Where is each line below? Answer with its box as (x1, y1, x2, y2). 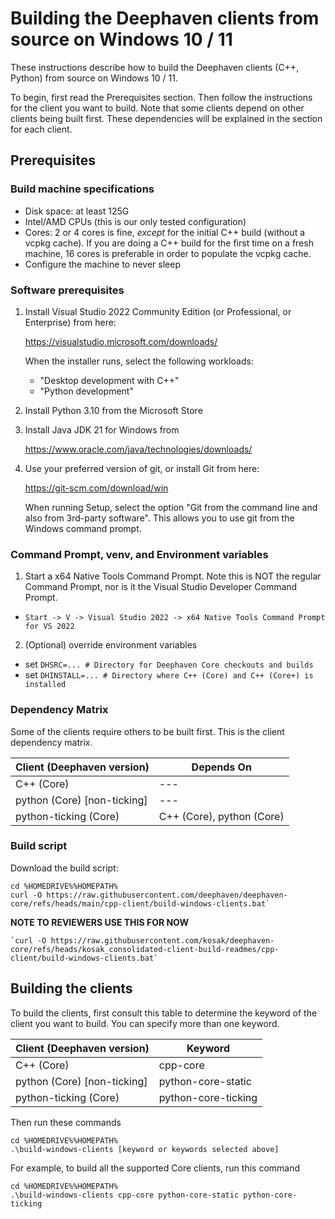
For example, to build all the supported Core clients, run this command (10, 1162, 301, 1174)
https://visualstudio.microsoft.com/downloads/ (24, 335, 218, 347)
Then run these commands (10, 1116, 122, 1128)
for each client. (10, 123, 73, 135)
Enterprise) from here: (24, 316, 117, 328)
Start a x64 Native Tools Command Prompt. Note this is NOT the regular (24, 570, 322, 582)
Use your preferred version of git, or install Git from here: (24, 462, 260, 474)
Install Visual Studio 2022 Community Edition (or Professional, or (24, 305, 292, 317)
